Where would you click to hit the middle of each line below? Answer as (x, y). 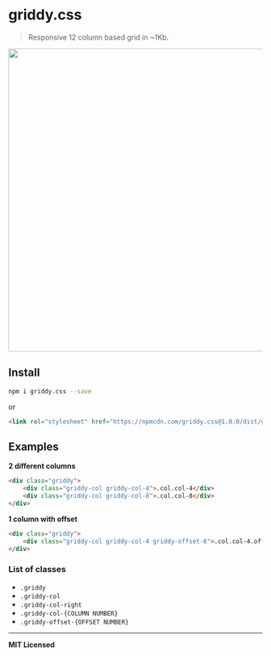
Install (24, 373)
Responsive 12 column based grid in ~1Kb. (98, 37)
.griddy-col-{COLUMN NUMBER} (69, 613)
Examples (33, 446)
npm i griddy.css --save (50, 391)
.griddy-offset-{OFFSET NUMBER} (74, 622)
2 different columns (42, 466)
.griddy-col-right (51, 605)
